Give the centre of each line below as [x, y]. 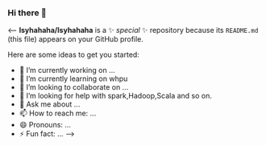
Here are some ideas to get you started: [74, 54]
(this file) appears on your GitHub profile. [76, 39]
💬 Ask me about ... [50, 104]
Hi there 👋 [27, 13]
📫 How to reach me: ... [58, 113]
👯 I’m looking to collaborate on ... [74, 87]
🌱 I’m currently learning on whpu [73, 79]
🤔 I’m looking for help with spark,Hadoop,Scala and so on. [116, 96]
